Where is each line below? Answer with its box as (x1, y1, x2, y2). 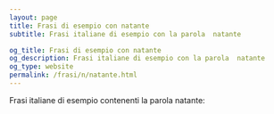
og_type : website (9, 62, 74, 71)
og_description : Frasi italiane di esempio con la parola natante (9, 54, 266, 63)
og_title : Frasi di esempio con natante (9, 45, 162, 54)
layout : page (9, 12, 58, 22)
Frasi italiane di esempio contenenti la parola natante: (9, 94, 205, 105)
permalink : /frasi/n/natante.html (9, 70, 138, 80)
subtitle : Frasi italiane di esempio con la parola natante (9, 29, 242, 38)
